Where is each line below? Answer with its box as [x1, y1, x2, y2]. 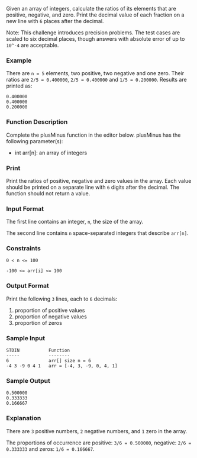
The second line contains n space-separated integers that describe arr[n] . [6, 230, 189, 237]
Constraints [6, 244, 41, 253]
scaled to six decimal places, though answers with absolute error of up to [6, 36, 185, 42]
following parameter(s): [6, 137, 63, 144]
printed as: [6, 82, 33, 89]
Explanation [6, 414, 41, 422]
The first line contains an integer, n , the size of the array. [6, 218, 144, 225]
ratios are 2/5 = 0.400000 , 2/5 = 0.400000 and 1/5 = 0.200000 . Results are [6, 76, 188, 83]
